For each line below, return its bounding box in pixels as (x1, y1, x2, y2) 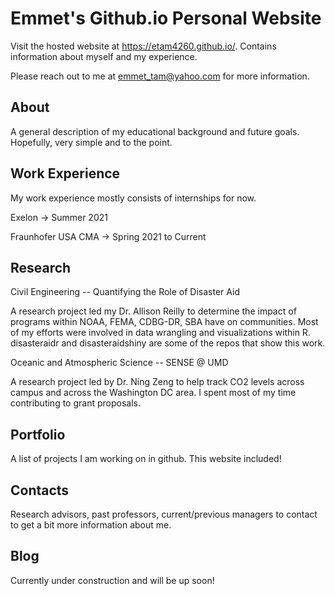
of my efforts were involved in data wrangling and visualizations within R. (10, 327, 311, 339)
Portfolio (10, 426, 66, 443)
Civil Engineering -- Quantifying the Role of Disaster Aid (10, 286, 241, 298)
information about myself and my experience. (10, 50, 198, 62)
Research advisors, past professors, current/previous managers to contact (10, 508, 318, 520)
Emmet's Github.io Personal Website (10, 7, 322, 30)
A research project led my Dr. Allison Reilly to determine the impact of (10, 305, 297, 317)
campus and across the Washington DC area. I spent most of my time (10, 387, 297, 399)
